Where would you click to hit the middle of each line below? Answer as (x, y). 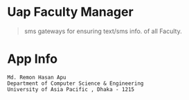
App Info (32, 59)
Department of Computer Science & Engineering (75, 83)
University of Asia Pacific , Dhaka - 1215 (71, 89)
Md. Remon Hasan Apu (37, 77)
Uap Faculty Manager (70, 12)
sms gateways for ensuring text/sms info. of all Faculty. (103, 31)
